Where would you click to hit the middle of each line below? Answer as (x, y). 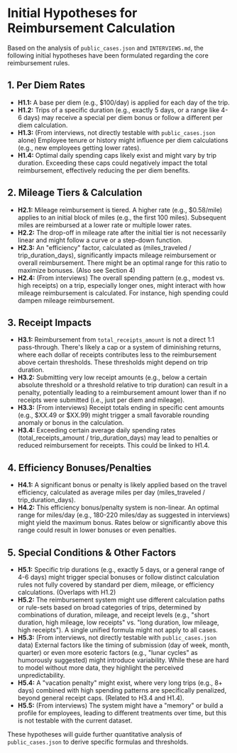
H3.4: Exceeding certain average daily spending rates (97, 430)
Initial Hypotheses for (72, 13)
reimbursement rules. (39, 63)
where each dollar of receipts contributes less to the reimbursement (117, 355)
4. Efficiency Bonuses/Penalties (79, 468)
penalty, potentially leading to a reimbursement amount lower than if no (122, 393)
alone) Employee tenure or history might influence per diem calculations (123, 140)
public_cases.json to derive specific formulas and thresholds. (98, 742)
